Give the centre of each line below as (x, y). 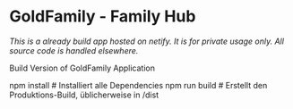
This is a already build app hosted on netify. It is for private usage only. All (147, 41)
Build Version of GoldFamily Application (82, 68)
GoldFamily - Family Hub (103, 17)
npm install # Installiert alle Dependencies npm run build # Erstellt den (138, 85)
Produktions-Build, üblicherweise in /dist (84, 95)
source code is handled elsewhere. (74, 50)
